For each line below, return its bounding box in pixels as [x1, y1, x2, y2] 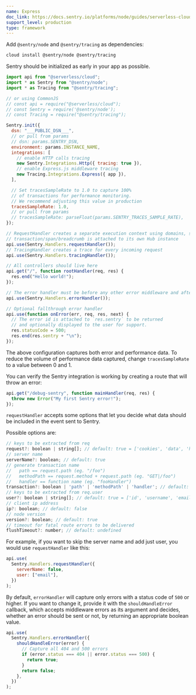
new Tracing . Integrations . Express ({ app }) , [16, 171, 127, 177]
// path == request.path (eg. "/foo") [6, 467, 106, 474]
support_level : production [6, 19, 72, 25]
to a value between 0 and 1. [6, 361, 72, 369]
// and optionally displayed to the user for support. [11, 322, 148, 328]
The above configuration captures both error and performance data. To [6, 349, 177, 356]
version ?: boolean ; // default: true [6, 517, 98, 522]
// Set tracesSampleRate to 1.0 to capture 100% [11, 187, 132, 193]
